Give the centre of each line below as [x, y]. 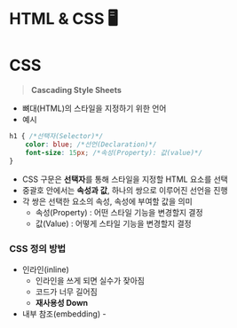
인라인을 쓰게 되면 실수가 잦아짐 [90, 280]
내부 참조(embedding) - [64, 314]
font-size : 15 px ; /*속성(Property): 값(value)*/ [114, 152]
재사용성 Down [62, 302]
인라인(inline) [45, 269]
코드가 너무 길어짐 [66, 292]
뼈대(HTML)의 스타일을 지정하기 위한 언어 [94, 108]
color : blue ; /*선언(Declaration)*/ [91, 144]
